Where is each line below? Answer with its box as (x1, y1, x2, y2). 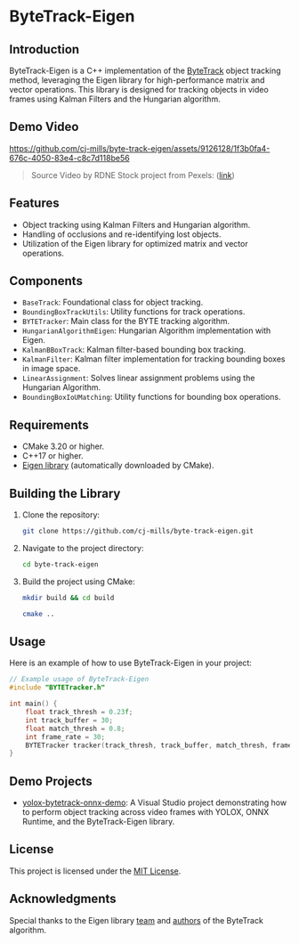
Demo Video (9, 119, 79, 134)
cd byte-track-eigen (21, 559, 99, 569)
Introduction (9, 42, 80, 57)
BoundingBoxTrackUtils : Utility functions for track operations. (21, 306, 246, 317)
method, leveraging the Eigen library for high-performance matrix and (9, 75, 265, 85)
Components (9, 273, 83, 289)
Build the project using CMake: (21, 576, 135, 587)
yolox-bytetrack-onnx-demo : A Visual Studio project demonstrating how (21, 797, 287, 808)
